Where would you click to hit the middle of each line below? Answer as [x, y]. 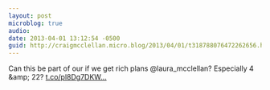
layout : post [30, 16]
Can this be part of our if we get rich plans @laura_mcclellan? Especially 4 [131, 68]
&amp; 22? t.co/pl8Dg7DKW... [57, 77]
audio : [19, 31]
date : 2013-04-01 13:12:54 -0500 [64, 38]
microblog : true [35, 23]
